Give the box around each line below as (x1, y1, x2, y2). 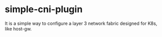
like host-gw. (5, 25, 32, 31)
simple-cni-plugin (5, 4, 83, 15)
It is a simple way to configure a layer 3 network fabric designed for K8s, (5, 20, 157, 26)
